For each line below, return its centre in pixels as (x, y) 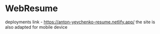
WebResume (32, 8)
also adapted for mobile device (36, 27)
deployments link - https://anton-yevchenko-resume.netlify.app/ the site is (80, 22)
